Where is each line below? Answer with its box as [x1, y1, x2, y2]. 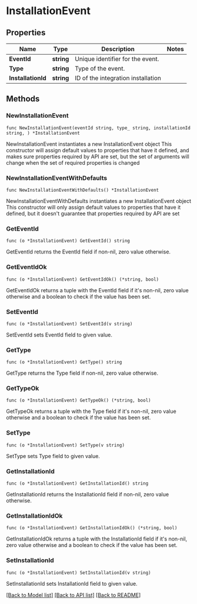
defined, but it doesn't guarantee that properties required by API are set [6, 210, 180, 217]
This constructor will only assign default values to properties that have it [6, 203, 181, 211]
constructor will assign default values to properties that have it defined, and [6, 146, 189, 153]
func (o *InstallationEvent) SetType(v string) [6, 442, 125, 448]
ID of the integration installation [74, 74, 162, 82]
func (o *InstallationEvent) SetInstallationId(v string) [6, 569, 151, 576]
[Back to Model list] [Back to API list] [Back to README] [6, 591, 141, 598]
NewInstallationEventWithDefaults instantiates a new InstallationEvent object [6, 197, 192, 204]
